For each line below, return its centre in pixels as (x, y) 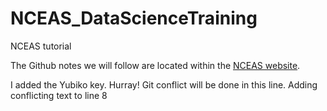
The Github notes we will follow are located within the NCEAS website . (155, 65)
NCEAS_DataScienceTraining (134, 18)
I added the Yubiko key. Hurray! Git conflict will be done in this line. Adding (164, 84)
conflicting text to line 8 (59, 95)
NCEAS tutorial (41, 46)
